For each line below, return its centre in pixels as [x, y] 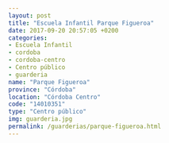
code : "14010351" [37, 104]
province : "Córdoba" [42, 89]
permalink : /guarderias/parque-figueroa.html [84, 126]
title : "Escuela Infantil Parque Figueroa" [81, 23]
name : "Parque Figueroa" [49, 82]
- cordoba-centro [37, 60]
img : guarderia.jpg [40, 119]
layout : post [30, 15]
